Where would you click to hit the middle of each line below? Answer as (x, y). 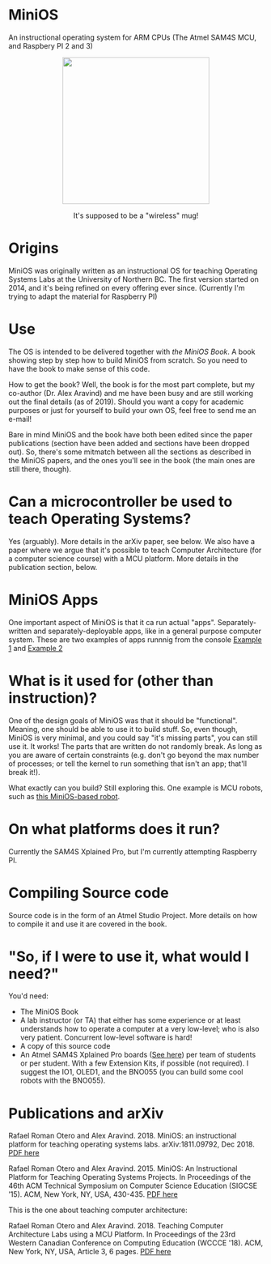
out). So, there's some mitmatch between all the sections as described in (130, 452)
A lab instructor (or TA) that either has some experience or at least (130, 1020)
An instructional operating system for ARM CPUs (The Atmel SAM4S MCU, (133, 37)
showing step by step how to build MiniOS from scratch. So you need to (128, 360)
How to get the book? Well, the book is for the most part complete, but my (131, 384)
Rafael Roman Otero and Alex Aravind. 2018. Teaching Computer (116, 1226)
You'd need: (28, 996)
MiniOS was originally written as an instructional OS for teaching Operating (133, 270)
